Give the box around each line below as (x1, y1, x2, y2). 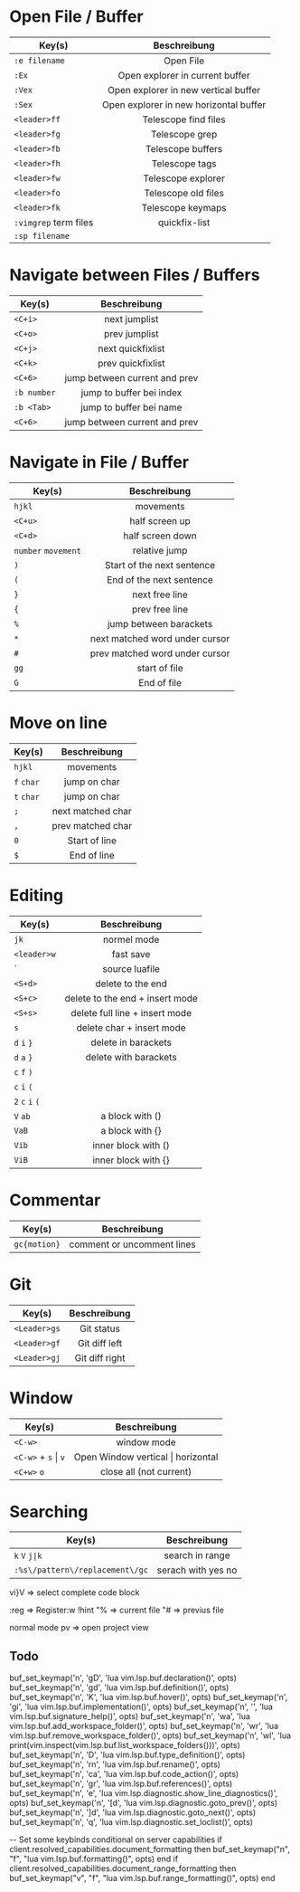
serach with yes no (156, 1564, 238, 1576)
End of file (138, 676, 183, 689)
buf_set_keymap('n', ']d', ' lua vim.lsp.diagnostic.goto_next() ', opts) (9, 1807, 257, 1818)
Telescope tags (151, 157, 217, 169)
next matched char (52, 804, 133, 817)
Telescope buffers (145, 142, 223, 155)
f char (14, 776, 41, 787)
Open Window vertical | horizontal (73, 1450, 219, 1463)
